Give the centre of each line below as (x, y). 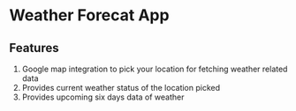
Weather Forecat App (89, 15)
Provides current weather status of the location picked (121, 88)
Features (34, 48)
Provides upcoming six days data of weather (103, 97)
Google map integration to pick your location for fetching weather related (155, 69)
